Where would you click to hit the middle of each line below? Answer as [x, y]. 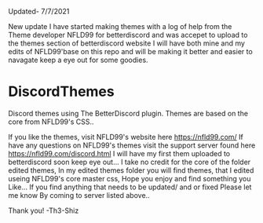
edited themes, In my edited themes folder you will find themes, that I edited [131, 170]
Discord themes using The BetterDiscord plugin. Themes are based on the [128, 113]
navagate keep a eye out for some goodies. [78, 60]
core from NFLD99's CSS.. [51, 122]
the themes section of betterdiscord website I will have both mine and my [127, 43]
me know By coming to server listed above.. [79, 195]
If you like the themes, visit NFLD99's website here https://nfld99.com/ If [126, 137]
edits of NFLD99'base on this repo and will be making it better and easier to [130, 51]
